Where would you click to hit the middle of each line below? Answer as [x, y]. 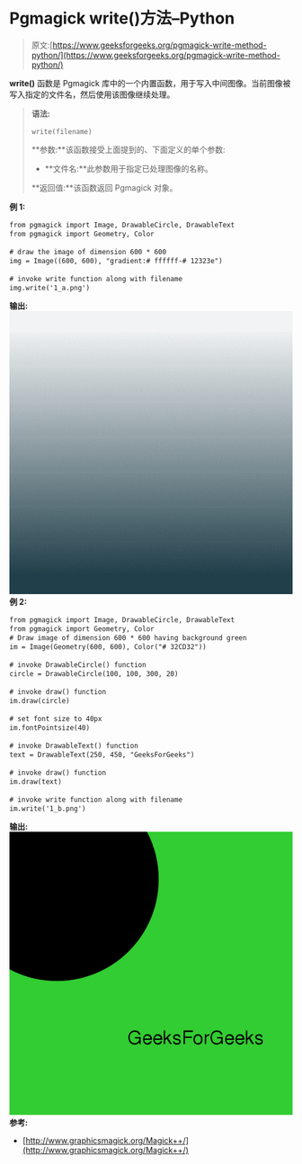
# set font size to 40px [56, 719]
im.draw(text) [36, 782]
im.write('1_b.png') [48, 809]
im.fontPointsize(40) [50, 728]
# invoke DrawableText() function [74, 746]
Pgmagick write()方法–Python [122, 18]
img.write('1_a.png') [50, 288]
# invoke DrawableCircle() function [78, 665]
